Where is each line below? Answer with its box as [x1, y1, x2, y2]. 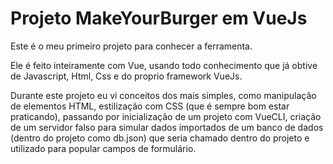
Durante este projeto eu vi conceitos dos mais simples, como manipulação [10, 89, 317, 101]
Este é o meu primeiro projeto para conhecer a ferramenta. [10, 40, 253, 52]
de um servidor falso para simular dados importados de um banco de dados [10, 121, 324, 133]
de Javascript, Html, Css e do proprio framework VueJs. [10, 70, 243, 82]
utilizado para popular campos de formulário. [10, 142, 197, 154]
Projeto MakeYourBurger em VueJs [10, 7, 308, 30]
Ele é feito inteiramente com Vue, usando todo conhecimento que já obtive [10, 59, 318, 71]
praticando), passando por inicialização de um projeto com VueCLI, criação [10, 110, 322, 122]
